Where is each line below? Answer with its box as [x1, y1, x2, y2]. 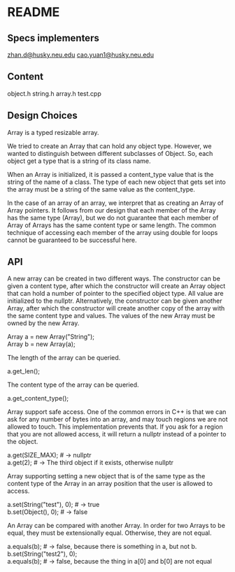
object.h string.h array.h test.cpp [7, 89, 101, 98]
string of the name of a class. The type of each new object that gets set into [7, 178, 226, 186]
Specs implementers [7, 32, 99, 44]
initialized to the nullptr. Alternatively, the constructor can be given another [7, 296, 222, 305]
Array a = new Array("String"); [7, 333, 95, 341]
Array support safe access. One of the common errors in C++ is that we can [7, 408, 227, 416]
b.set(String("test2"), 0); [7, 550, 78, 558]
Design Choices [7, 110, 78, 122]
